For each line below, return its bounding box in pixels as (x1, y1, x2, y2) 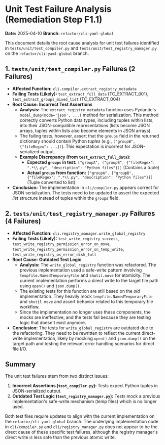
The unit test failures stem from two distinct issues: (5, 373, 109, 379)
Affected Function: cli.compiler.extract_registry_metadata (12, 86, 137, 91)
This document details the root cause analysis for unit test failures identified (5, 40, 159, 45)
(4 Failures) (5, 217, 41, 225)
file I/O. (12, 346, 27, 352)
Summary (5, 360, 36, 368)
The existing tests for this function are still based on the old (19, 288, 140, 294)
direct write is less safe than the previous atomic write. (5, 434, 116, 441)
